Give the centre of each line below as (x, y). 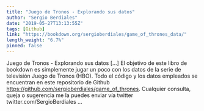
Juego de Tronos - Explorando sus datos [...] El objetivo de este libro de (97, 63)
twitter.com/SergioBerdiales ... (44, 101)
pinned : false (24, 46)
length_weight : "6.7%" (35, 40)
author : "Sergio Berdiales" (42, 18)
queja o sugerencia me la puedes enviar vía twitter (70, 95)
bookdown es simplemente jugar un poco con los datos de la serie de (94, 69)
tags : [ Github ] (26, 29)
